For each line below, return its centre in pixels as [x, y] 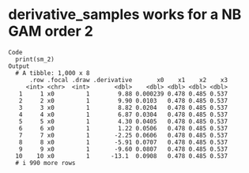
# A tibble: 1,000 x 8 [53, 73]
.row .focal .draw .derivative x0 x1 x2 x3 [128, 80]
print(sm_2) [35, 59]
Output [19, 66]
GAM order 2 [51, 31]
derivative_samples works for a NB [125, 15]
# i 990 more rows [46, 163]
